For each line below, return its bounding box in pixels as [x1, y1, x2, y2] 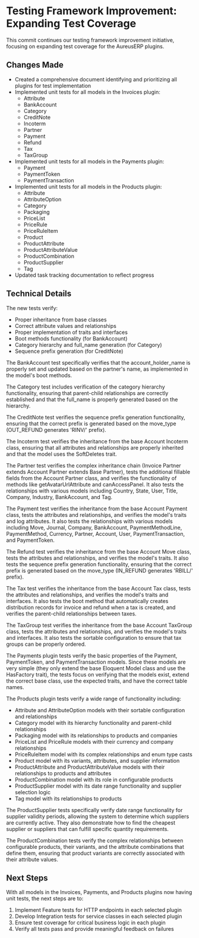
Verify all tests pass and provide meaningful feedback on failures [14, 926, 174, 933]
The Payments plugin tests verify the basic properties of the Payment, [6, 652, 178, 659]
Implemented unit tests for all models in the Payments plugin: [14, 157, 165, 165]
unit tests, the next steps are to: [6, 895, 84, 902]
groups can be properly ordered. [6, 640, 86, 648]
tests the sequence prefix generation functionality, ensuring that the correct [6, 560, 192, 568]
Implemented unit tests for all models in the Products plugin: [14, 183, 162, 190]
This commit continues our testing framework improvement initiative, [6, 36, 175, 43]
